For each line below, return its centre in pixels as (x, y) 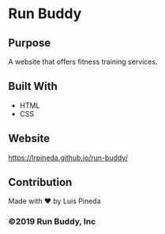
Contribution (40, 182)
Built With (33, 86)
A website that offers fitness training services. (83, 61)
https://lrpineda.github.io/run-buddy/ (68, 158)
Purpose (30, 43)
